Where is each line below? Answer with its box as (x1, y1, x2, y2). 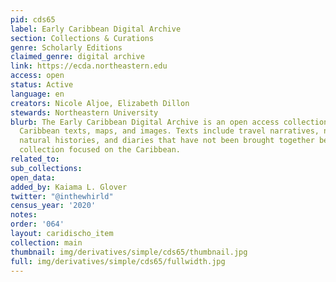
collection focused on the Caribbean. (19, 145, 182, 155)
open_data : (10, 172, 56, 183)
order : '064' (10, 219, 65, 230)
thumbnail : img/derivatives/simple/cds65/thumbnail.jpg (10, 247, 248, 257)
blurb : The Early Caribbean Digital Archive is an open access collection (10, 117, 329, 127)
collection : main (10, 237, 83, 248)
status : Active (10, 80, 74, 90)
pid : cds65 (10, 14, 56, 25)
